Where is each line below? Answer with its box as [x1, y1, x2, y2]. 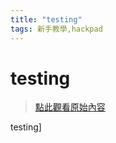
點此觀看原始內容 [34, 101, 106, 113]
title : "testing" [10, 14, 83, 25]
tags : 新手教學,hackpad [10, 24, 103, 34]
